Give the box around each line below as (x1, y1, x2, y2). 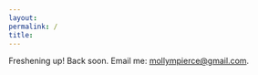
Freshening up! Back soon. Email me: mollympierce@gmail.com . (8, 56, 250, 67)
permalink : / (8, 22, 58, 31)
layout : (8, 13, 38, 23)
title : (8, 30, 34, 39)
